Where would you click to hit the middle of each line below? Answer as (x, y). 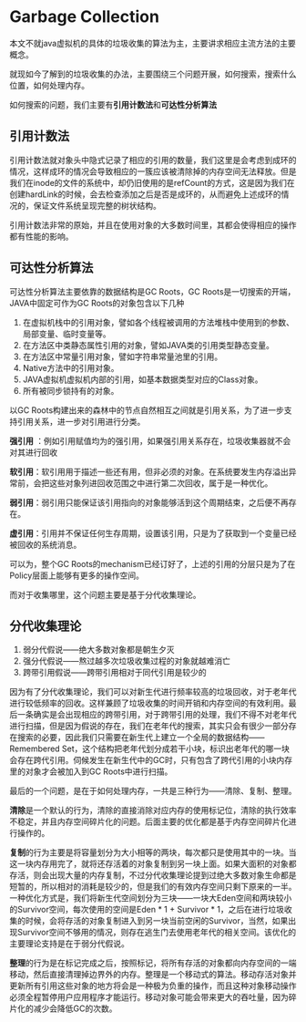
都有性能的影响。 (41, 236)
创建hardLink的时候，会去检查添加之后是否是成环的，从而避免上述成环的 (146, 194)
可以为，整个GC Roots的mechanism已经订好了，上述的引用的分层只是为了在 (153, 563)
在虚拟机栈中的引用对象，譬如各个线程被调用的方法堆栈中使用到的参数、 (158, 322)
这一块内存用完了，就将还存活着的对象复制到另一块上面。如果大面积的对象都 (153, 864)
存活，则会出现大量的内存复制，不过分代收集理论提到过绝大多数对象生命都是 (153, 875)
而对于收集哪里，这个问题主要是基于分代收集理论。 (105, 594)
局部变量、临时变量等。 (66, 334)
